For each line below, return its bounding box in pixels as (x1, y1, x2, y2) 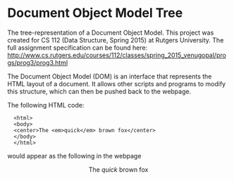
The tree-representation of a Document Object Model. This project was (7, 28, 214, 37)
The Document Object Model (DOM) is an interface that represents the (7, 72, 212, 81)
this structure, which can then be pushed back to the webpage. (7, 87, 192, 95)
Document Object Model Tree (7, 5, 183, 21)
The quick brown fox (88, 165, 149, 174)
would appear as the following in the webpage (7, 151, 142, 160)
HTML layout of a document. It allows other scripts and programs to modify (7, 79, 226, 88)
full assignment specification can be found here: (7, 43, 148, 52)
